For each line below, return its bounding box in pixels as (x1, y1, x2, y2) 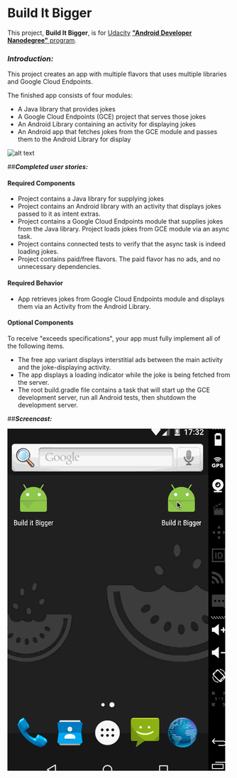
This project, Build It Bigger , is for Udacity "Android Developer (7, 28, 192, 37)
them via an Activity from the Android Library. (17, 302, 151, 310)
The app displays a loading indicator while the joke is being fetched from (17, 371, 231, 379)
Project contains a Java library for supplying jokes (17, 194, 165, 203)
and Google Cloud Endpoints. (7, 77, 94, 86)
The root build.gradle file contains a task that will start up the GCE (17, 385, 211, 394)
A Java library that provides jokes (17, 105, 116, 114)
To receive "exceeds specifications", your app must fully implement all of (7, 334, 221, 342)
